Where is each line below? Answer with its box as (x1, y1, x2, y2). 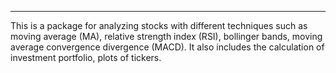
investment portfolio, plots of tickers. (10, 52, 162, 63)
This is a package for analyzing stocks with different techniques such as (10, 20, 308, 31)
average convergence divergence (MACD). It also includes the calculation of (10, 41, 325, 53)
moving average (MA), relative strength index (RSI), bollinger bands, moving (10, 31, 323, 42)
